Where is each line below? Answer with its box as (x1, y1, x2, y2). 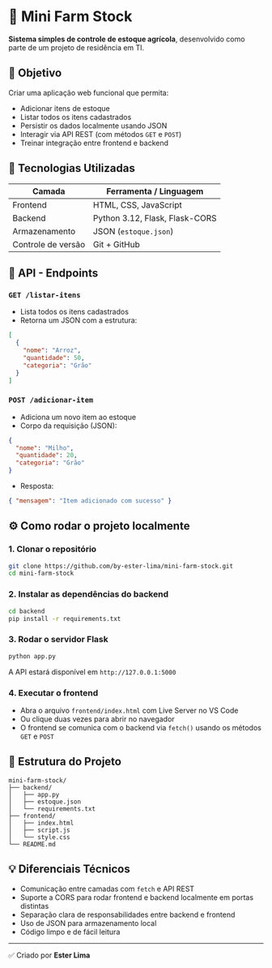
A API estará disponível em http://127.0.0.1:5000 (8, 666, 176, 676)
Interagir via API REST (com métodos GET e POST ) (19, 129, 182, 139)
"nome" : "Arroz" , (23, 346, 82, 354)
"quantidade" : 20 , (15, 452, 79, 460)
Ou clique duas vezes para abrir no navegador (19, 713, 176, 724)
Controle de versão (12, 238, 86, 250)
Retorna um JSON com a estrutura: (19, 315, 138, 325)
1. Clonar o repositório (8, 543, 97, 555)
